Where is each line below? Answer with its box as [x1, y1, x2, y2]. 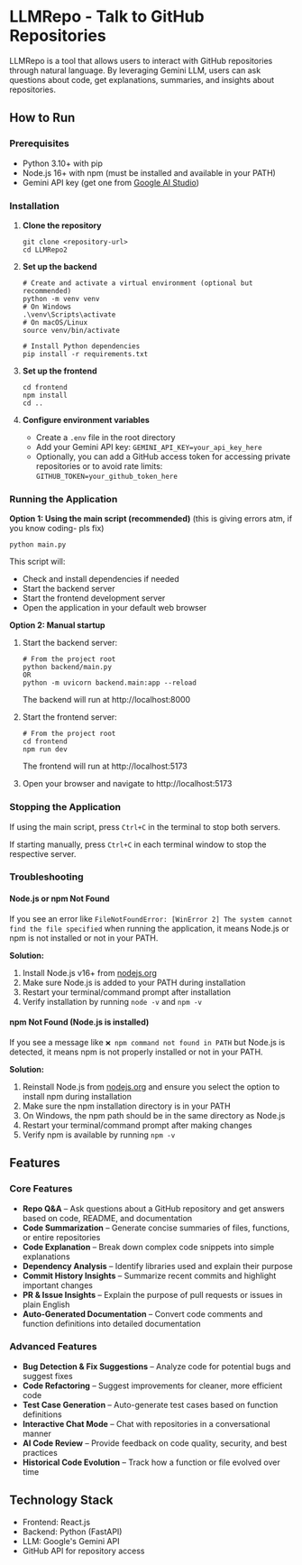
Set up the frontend [22, 365, 97, 376]
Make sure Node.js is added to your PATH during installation [22, 977, 246, 988]
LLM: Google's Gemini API [22, 1535, 120, 1546]
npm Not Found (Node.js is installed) [9, 1017, 150, 1027]
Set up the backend [22, 261, 97, 272]
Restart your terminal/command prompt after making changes [22, 1119, 252, 1130]
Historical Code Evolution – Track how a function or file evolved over [22, 1457, 281, 1468]
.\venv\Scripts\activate [22, 309, 116, 319]
